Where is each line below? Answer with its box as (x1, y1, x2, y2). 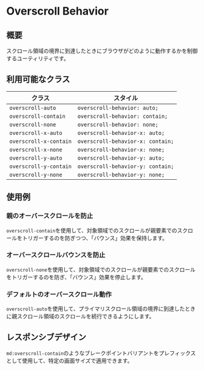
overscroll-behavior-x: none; (77, 146, 165, 153)
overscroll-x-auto (9, 129, 63, 136)
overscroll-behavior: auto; (77, 104, 159, 111)
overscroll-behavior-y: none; (77, 171, 165, 178)
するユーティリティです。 (6, 55, 69, 62)
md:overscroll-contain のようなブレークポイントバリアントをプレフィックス (6, 349, 196, 357)
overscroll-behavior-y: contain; (77, 163, 174, 170)
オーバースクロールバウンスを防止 (6, 251, 106, 259)
